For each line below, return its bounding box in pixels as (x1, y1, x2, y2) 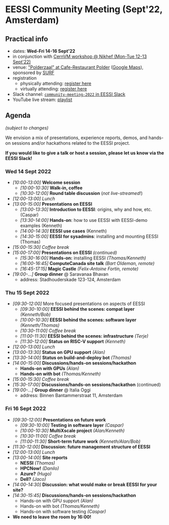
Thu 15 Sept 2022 (5, 289, 50, 297)
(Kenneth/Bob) (20, 311, 51, 318)
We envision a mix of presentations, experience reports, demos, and (5, 135, 148, 141)
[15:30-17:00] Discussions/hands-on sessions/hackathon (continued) (12, 382, 161, 388)
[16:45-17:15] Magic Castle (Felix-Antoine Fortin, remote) (20, 266, 139, 272)
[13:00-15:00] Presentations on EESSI (12, 201, 93, 207)
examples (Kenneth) (20, 222, 62, 229)
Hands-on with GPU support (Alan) (20, 498, 94, 504)
